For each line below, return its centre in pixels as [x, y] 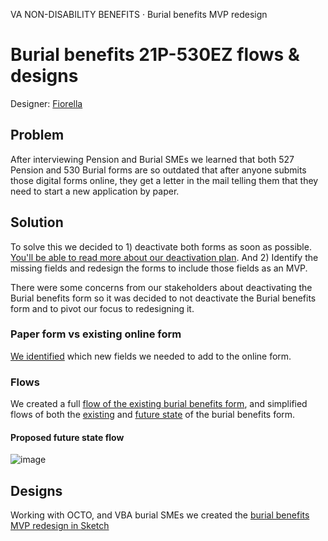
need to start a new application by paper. [95, 191]
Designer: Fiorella [46, 103]
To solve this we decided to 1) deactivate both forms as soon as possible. [161, 246]
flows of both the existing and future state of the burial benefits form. [153, 415]
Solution [37, 222]
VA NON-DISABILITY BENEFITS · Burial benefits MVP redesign [139, 14]
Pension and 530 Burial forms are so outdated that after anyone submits [158, 170]
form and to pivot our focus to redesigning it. [102, 308]
